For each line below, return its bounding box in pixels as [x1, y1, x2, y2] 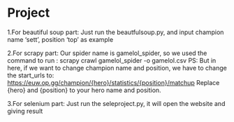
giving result [7, 107, 43, 115]
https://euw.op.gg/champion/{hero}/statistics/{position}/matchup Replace [7, 78, 220, 86]
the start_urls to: [7, 71, 54, 79]
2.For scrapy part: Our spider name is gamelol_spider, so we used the [7, 49, 207, 57]
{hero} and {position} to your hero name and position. [7, 86, 162, 94]
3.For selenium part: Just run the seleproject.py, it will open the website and [7, 99, 226, 107]
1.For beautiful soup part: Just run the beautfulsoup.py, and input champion [7, 28, 224, 36]
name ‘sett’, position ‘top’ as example [7, 35, 114, 43]
